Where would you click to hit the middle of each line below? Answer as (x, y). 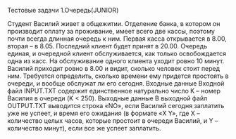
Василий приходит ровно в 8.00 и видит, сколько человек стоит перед (114, 68)
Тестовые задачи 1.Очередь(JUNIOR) (63, 10)
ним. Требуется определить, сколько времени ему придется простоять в (118, 76)
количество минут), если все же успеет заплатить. (84, 128)
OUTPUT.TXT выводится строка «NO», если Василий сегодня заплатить (116, 106)
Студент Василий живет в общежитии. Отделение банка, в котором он (114, 24)
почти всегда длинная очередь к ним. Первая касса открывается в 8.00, (117, 39)
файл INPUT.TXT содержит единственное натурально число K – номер (114, 91)
